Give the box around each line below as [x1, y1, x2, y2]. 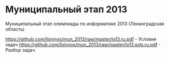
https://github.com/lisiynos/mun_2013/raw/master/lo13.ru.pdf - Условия [5, 36, 157, 42]
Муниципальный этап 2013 [5, 4, 128, 15]
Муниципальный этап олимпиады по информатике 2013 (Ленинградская [5, 21, 164, 27]
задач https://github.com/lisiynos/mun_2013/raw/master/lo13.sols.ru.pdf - [5, 41, 161, 47]
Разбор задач [5, 47, 35, 53]
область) [5, 26, 25, 32]
